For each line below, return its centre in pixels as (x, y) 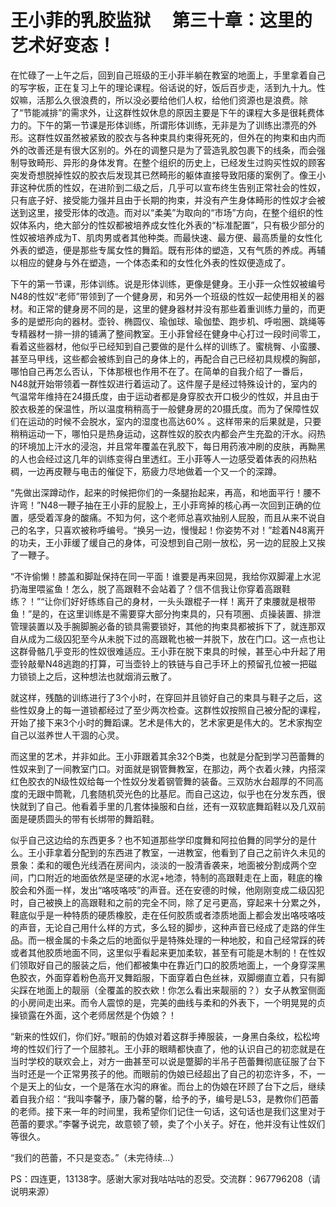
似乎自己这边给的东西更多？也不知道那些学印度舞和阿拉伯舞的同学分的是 (159, 840)
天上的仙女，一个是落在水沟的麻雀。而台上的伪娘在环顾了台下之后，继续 (176, 1086)
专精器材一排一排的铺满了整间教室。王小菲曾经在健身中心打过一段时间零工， (168, 333)
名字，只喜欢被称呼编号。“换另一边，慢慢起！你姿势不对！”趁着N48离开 (176, 530)
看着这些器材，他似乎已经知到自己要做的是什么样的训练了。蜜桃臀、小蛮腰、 (168, 346)
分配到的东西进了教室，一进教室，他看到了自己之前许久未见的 (198, 852)
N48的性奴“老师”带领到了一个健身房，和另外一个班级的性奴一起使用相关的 (163, 296)
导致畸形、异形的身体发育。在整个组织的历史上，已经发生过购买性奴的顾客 (172, 162)
